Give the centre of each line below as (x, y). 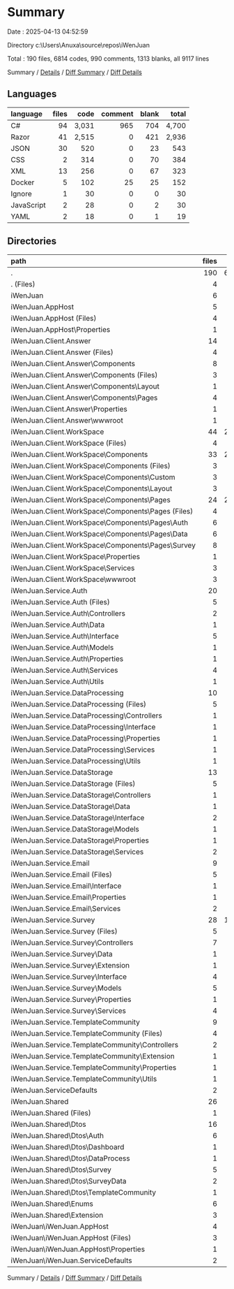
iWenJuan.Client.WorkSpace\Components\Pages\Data (99, 534)
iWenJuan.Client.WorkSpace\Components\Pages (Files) (102, 511)
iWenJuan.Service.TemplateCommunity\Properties (94, 1068)
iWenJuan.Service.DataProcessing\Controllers (86, 715)
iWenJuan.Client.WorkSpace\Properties (76, 556)
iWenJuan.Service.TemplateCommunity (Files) (87, 1033)
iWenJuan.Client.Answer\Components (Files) (84, 374)
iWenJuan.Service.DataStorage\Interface (78, 817)
